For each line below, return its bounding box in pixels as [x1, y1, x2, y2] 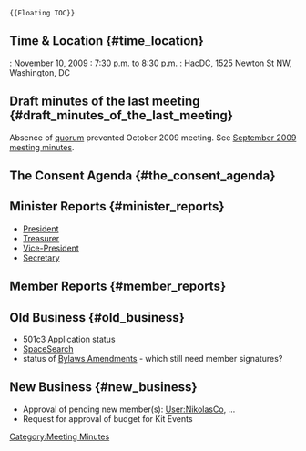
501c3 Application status [22, 333, 116, 345]
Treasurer [22, 232, 60, 243]
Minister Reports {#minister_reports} [9, 199, 225, 214]
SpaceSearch [22, 343, 74, 354]
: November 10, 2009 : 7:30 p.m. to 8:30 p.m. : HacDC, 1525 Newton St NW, [9, 57, 292, 68]
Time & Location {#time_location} [9, 33, 204, 49]
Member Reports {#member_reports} [9, 279, 226, 294]
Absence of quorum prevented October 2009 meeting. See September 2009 [9, 132, 297, 143]
